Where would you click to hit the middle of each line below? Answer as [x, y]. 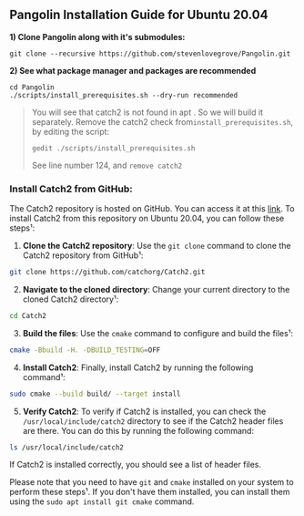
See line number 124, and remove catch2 [107, 165]
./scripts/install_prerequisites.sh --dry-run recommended [124, 95]
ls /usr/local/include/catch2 [67, 447]
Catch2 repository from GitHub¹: [83, 255]
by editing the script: [71, 131]
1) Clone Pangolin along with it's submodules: [97, 36]
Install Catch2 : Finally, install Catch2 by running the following [138, 367]
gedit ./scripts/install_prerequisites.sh [113, 148]
